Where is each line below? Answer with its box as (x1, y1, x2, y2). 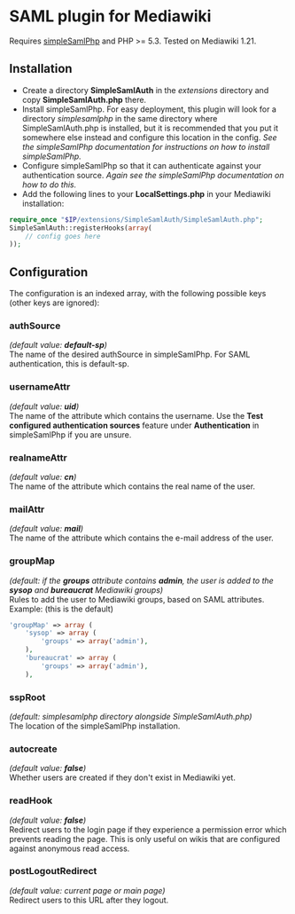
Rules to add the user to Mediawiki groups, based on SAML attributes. (9, 594, 265, 604)
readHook (9, 794, 53, 807)
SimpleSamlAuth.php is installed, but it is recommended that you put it (21, 122, 279, 133)
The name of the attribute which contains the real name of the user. (9, 481, 255, 492)
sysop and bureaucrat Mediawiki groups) (9, 584, 164, 595)
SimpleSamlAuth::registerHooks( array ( (9, 224, 152, 232)
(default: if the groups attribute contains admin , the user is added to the (9, 575, 275, 586)
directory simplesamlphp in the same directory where (21, 113, 218, 123)
